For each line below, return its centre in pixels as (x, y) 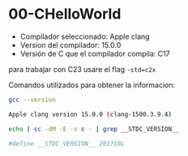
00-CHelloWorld (65, 14)
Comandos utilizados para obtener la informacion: (92, 85)
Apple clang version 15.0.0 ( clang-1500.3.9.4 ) (90, 114)
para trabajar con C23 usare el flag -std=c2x (82, 69)
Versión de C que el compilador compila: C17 (95, 53)
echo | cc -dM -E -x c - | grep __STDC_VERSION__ (94, 129)
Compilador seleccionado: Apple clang (85, 36)
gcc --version (32, 99)
